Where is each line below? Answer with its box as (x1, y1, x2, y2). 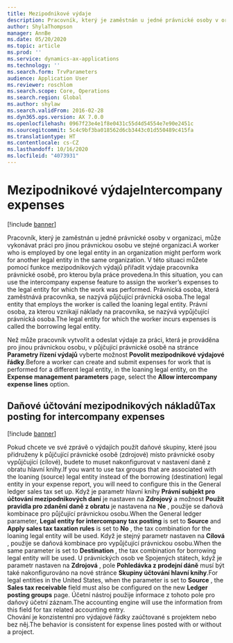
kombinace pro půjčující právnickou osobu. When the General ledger (7, 509, 202, 518)
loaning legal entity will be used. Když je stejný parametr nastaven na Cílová (7, 531, 225, 539)
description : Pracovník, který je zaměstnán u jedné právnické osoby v (7, 17, 218, 24)
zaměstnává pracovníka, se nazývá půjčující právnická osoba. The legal (7, 293, 210, 301)
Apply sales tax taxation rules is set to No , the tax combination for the (7, 524, 212, 532)
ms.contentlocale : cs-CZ (7, 140, 79, 147)
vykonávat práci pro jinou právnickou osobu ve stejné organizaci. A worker (7, 241, 219, 249)
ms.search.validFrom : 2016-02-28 (7, 107, 104, 114)
